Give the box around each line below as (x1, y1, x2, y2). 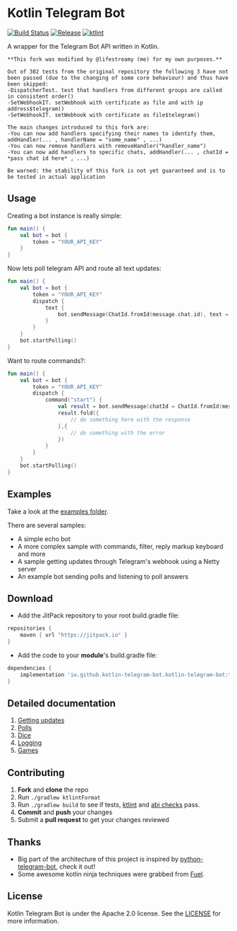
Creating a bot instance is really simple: (7, 211, 122, 220)
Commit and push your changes (17, 808, 113, 816)
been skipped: (7, 80, 49, 88)
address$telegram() (7, 105, 65, 112)
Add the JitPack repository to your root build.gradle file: (17, 611, 180, 620)
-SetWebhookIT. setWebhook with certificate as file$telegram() (7, 111, 200, 118)
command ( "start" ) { (44, 396, 102, 404)
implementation (20, 671, 65, 678)
